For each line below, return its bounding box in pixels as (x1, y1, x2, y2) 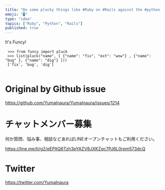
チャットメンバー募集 (5, 119, 92, 130)
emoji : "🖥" (5, 12, 28, 17)
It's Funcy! (5, 39, 27, 45)
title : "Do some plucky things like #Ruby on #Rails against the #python (5, 7, 161, 12)
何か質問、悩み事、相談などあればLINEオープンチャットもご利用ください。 (5, 136, 157, 142)
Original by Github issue (5, 83, 106, 95)
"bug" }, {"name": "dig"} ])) (5, 58, 68, 63)
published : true (5, 26, 39, 31)
